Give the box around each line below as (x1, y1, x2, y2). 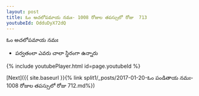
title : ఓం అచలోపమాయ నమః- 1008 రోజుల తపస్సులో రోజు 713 (6, 14, 148, 20)
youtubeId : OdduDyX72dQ (6, 20, 67, 26)
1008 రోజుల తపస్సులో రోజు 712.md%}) (6, 82, 96, 89)
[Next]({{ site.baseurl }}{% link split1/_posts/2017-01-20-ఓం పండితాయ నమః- (6, 74, 194, 82)
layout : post (6, 8, 39, 15)
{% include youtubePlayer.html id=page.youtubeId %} (6, 62, 141, 70)
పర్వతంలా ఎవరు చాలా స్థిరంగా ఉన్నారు (15, 49, 99, 57)
